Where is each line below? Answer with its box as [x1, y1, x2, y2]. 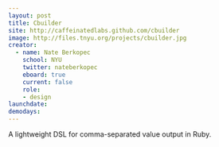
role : [22, 85, 41, 94]
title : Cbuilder [8, 19, 62, 27]
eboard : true [22, 71, 66, 79]
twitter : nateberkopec [22, 64, 98, 72]
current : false [22, 78, 73, 86]
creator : [8, 41, 37, 49]
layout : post [8, 11, 52, 20]
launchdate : [8, 100, 48, 108]
